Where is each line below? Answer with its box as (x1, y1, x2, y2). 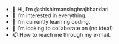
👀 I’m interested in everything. (11, 12, 87, 19)
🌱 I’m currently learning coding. (11, 18, 91, 25)
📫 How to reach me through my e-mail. (11, 32, 111, 38)
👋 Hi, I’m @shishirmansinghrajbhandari (11, 6, 109, 12)
